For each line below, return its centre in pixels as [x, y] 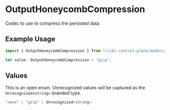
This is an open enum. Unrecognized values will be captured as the [75, 88]
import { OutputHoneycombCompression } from [53, 51]
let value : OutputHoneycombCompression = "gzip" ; [59, 60]
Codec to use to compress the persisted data [52, 23]
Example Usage [30, 39]
